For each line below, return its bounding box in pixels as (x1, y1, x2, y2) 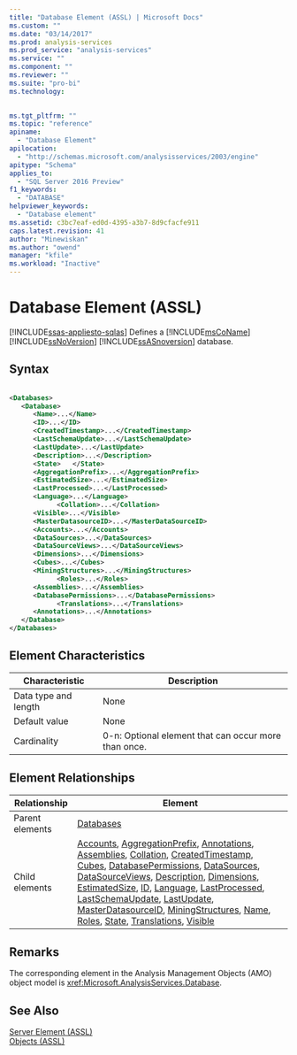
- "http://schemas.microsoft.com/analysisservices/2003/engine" (17, 152, 259, 161)
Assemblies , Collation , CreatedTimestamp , (77, 848, 254, 860)
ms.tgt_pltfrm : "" (9, 112, 77, 120)
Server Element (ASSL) (9, 1027, 93, 1037)
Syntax (9, 362, 49, 377)
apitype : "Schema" (9, 160, 77, 169)
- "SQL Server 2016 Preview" (17, 177, 125, 186)
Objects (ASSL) (9, 1036, 65, 1047)
